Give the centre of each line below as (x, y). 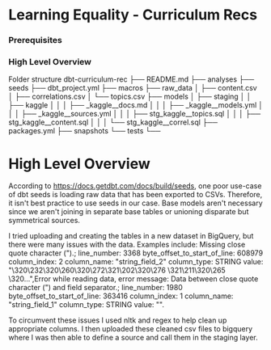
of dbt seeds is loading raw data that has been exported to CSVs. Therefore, (135, 195)
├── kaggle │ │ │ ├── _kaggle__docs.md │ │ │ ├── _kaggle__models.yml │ (136, 105)
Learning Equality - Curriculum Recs (133, 15)
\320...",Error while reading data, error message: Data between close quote (133, 279)
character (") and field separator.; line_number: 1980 (96, 288)
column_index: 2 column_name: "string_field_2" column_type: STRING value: (136, 262)
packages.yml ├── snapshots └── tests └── (85, 131)
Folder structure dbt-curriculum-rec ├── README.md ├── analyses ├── (131, 79)
